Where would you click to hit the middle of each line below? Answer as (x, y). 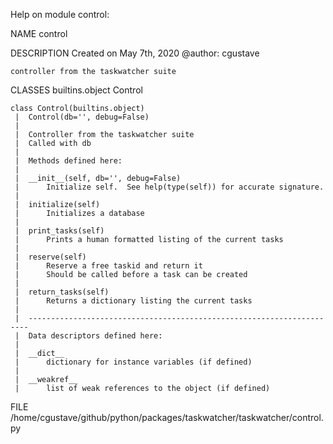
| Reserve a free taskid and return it (108, 266)
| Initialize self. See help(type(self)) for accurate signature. (169, 187)
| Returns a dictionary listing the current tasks (133, 301)
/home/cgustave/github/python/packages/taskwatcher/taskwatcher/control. (167, 417)
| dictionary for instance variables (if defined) (133, 362)
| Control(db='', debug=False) (82, 117)
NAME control (39, 33)
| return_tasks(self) (62, 292)
